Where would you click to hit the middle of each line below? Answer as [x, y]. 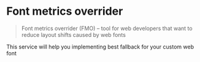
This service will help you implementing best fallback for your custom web [100, 47]
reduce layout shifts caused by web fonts [73, 34]
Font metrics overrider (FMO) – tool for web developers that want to [107, 28]
